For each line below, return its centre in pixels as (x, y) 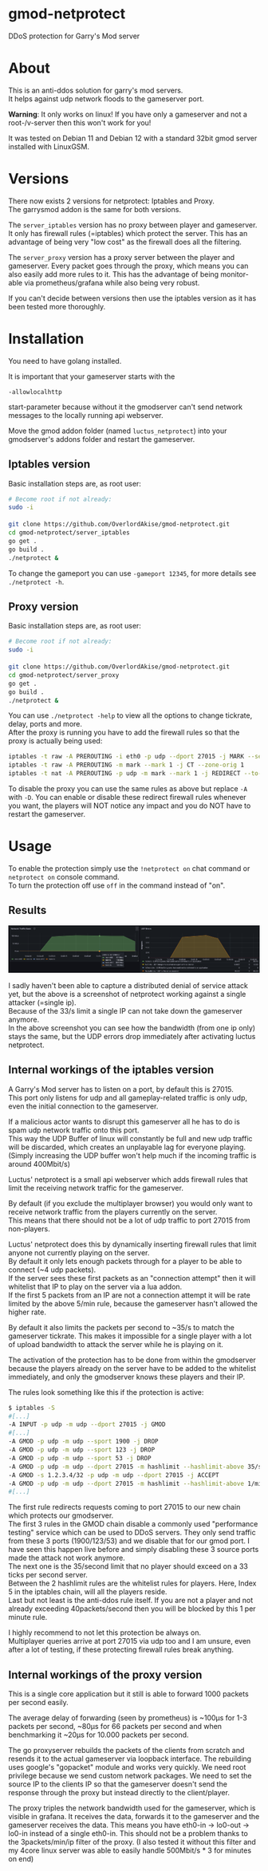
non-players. (29, 1228)
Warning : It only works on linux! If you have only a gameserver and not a (128, 114)
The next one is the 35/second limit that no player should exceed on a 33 (128, 1566)
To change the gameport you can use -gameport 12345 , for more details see (132, 573)
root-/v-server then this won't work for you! (80, 122)
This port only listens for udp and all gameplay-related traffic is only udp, (128, 1097)
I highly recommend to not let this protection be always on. (105, 1633)
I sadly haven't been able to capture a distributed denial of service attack (128, 985)
